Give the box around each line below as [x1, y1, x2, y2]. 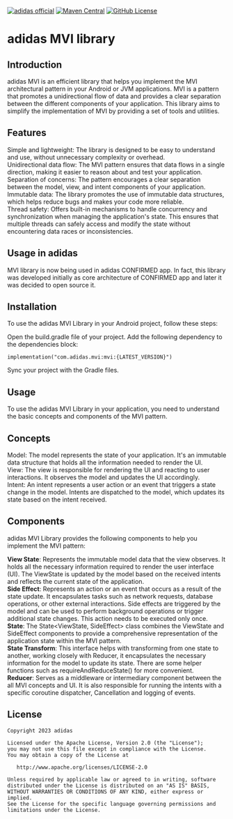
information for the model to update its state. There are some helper [7, 659, 202, 667]
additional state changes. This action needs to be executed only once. [7, 614, 209, 622]
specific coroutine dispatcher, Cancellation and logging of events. [7, 688, 196, 697]
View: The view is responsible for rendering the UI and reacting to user [7, 466, 210, 474]
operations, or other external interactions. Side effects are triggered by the [7, 599, 221, 608]
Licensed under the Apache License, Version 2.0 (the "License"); [7, 739, 204, 746]
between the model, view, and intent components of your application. [7, 182, 206, 191]
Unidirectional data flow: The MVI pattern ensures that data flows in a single [7, 160, 225, 169]
